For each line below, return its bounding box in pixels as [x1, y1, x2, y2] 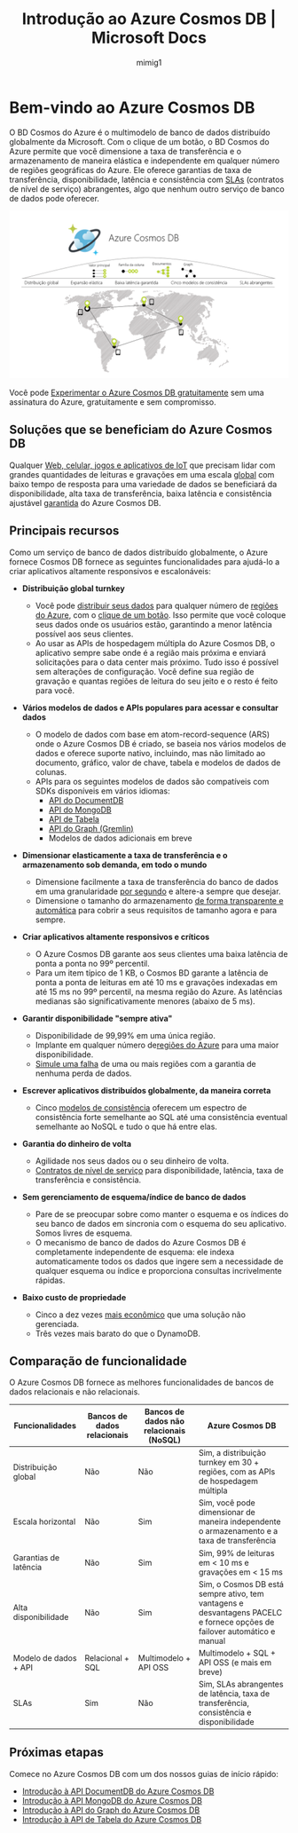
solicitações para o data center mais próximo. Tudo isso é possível [35, 657, 279, 668]
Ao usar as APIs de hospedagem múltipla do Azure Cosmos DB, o [35, 637, 276, 648]
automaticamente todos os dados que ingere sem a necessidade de [35, 1256, 284, 1267]
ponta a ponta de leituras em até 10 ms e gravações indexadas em [35, 976, 278, 987]
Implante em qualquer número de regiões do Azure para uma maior [35, 1039, 279, 1050]
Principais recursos [9, 524, 120, 539]
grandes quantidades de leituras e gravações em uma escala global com [9, 469, 275, 479]
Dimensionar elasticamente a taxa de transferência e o [21, 849, 228, 860]
